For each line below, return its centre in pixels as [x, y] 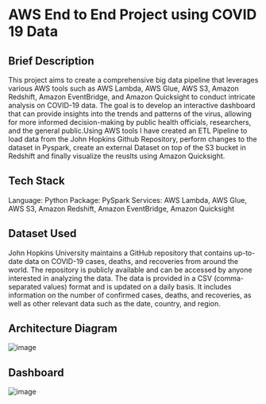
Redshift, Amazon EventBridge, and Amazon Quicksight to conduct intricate [132, 97]
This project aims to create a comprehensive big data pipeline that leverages [133, 80]
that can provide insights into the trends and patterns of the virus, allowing [130, 114]
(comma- [229, 278]
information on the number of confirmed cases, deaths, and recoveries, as [130, 295]
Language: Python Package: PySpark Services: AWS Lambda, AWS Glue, [128, 200]
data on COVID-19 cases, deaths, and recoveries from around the [131, 261]
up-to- [245, 253]
